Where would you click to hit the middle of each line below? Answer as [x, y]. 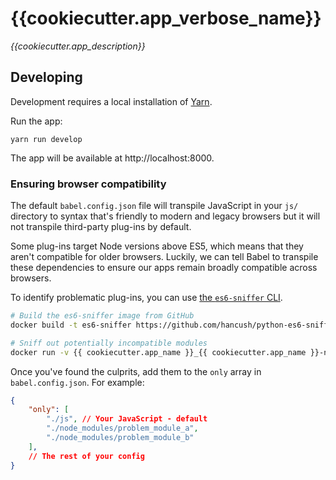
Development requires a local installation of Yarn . [111, 101]
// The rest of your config [86, 456]
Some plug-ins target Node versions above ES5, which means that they [157, 246]
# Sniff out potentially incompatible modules [109, 343]
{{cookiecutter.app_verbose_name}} [166, 18]
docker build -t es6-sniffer [71, 325]
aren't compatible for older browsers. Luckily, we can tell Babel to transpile [164, 257]
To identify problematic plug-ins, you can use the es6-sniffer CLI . [146, 298]
